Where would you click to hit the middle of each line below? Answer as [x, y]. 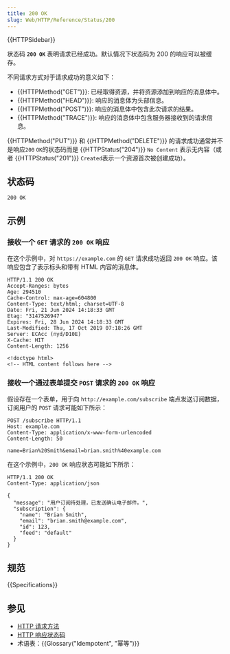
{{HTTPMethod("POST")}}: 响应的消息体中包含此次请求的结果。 [107, 109]
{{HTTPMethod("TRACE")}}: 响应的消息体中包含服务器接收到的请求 [112, 117]
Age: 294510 [24, 292]
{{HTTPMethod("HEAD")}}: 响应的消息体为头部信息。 [92, 100]
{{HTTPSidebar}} [32, 39]
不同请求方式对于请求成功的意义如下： [61, 77]
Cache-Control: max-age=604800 [52, 298]
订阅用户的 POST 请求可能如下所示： [57, 408]
